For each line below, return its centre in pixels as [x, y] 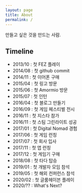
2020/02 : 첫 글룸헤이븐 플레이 [44, 180]
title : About [19, 15]
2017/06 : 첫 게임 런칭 [35, 135]
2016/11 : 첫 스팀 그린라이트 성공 [45, 122]
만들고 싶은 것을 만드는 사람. [33, 35]
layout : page [19, 10]
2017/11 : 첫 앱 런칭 [32, 148]
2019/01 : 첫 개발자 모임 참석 [41, 167]
